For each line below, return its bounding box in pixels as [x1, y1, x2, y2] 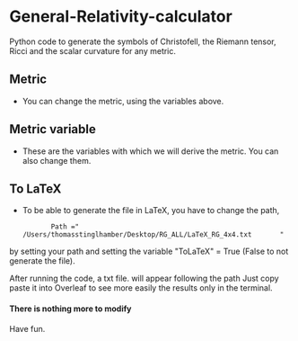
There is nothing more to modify [9, 303, 132, 314]
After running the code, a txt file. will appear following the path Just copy [9, 273, 280, 284]
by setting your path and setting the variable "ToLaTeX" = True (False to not [9, 246, 289, 257]
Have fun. [9, 323, 46, 334]
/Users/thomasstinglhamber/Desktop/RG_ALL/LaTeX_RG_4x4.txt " [22, 230, 285, 239]
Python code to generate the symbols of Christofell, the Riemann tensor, [9, 36, 276, 47]
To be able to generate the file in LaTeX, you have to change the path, [22, 205, 280, 216]
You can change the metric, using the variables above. [22, 95, 224, 106]
